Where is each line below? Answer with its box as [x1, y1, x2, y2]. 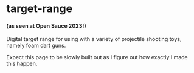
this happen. [6, 60, 38, 68]
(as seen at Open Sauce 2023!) [6, 22, 86, 29]
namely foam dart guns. [6, 42, 66, 49]
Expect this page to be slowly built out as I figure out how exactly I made [6, 54, 188, 61]
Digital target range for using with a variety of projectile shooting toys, [6, 36, 182, 43]
